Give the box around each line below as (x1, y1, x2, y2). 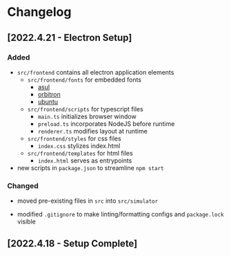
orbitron (37, 90, 61, 98)
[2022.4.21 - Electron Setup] (7, 32, 132, 44)
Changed (7, 181, 39, 190)
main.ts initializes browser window (37, 112, 137, 120)
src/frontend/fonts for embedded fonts (27, 75, 142, 84)
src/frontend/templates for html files (27, 149, 133, 157)
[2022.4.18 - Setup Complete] (7, 237, 138, 249)
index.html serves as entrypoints (37, 156, 132, 165)
